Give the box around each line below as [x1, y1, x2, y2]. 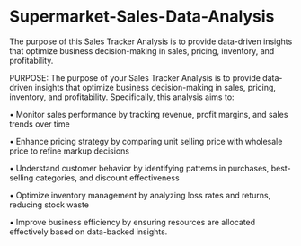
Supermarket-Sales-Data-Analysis [9, 6, 275, 27]
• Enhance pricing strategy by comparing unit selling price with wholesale [9, 136, 283, 146]
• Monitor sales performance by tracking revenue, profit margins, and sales [9, 109, 288, 119]
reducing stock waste [9, 199, 90, 210]
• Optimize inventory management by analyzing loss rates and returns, [9, 189, 271, 200]
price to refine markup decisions [9, 145, 130, 156]
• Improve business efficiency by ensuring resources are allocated [9, 216, 256, 227]
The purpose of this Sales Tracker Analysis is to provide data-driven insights [9, 36, 293, 47]
